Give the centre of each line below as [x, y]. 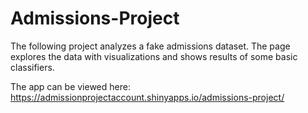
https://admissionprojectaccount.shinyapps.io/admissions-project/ [147, 97]
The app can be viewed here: [70, 86]
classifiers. [32, 67]
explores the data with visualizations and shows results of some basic [154, 56]
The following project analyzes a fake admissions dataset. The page [150, 46]
